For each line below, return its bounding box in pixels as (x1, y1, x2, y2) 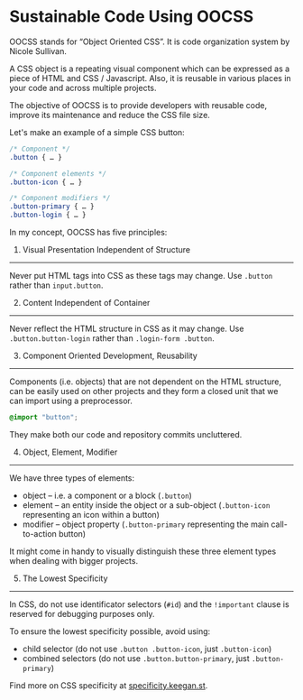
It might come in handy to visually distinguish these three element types (9, 546, 277, 557)
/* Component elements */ (9, 169, 106, 178)
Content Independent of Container (22, 298, 151, 309)
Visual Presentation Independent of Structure (22, 244, 191, 255)
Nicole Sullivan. (9, 45, 68, 56)
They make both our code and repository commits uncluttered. (9, 428, 243, 439)
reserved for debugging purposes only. (9, 608, 155, 619)
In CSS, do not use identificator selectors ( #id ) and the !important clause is (9, 598, 290, 610)
